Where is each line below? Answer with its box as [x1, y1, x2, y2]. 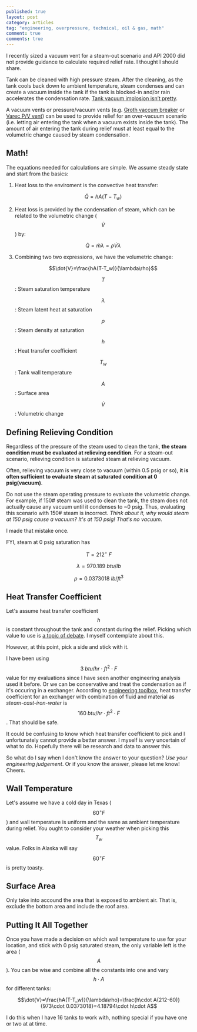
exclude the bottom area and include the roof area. [6, 903, 129, 910]
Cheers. [6, 766, 25, 774]
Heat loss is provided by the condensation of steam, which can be [14, 205, 175, 213]
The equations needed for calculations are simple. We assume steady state [6, 164, 188, 171]
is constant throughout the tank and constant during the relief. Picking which [6, 626, 192, 633]
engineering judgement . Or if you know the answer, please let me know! [6, 760, 181, 767]
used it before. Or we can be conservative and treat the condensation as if [6, 681, 186, 688]
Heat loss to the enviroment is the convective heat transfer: [14, 181, 159, 188]
